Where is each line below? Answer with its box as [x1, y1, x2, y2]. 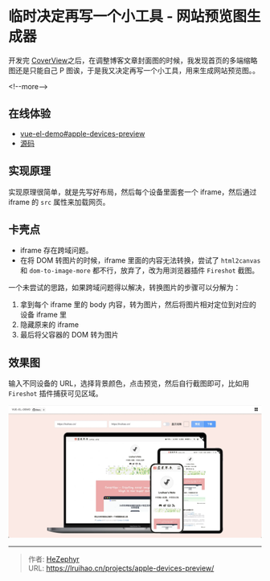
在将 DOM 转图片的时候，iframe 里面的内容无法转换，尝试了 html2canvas [19, 256, 261, 265]
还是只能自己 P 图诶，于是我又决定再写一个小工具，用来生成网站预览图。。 [14, 65, 260, 75]
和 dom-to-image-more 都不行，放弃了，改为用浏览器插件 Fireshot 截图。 [19, 266, 260, 276]
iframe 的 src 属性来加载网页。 [8, 197, 110, 207]
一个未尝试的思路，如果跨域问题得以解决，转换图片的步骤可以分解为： [8, 283, 241, 293]
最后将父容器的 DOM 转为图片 [19, 330, 119, 340]
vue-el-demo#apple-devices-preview [19, 129, 145, 138]
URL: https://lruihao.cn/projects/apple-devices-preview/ [27, 563, 215, 573]
